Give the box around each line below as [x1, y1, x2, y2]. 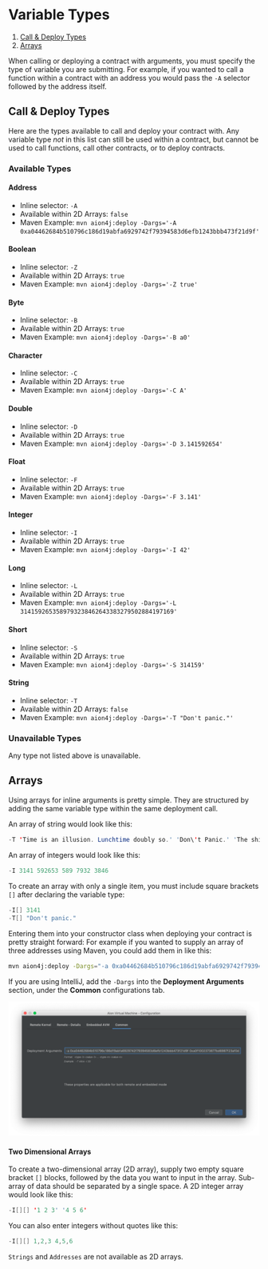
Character [8, 350, 43, 360]
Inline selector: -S [19, 643, 78, 652]
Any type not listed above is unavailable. [8, 751, 141, 760]
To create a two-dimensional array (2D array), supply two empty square [8, 1164, 245, 1174]
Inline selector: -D [19, 422, 78, 431]
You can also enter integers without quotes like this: [8, 1221, 179, 1230]
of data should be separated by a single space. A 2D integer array [27, 1182, 244, 1191]
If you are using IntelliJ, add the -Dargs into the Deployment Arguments [8, 977, 245, 987]
